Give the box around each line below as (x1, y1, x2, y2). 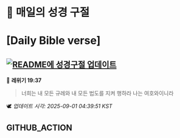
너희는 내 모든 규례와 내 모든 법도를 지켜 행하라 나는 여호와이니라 (21, 89, 174, 97)
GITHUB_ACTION (6, 122, 73, 133)
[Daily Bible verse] (6, 34, 101, 47)
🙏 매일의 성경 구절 (6, 5, 90, 19)
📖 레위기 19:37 (6, 77, 42, 84)
